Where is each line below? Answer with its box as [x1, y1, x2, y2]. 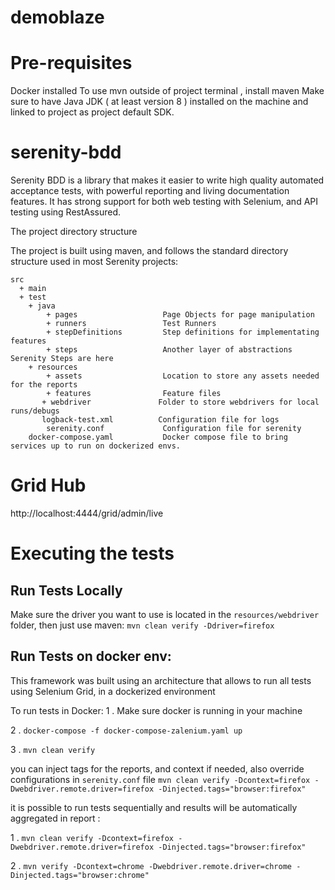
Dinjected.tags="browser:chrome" [10, 870, 150, 880]
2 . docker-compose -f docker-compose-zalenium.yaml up [10, 724, 243, 736]
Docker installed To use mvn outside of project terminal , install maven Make [10, 85, 325, 97]
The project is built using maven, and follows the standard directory [10, 245, 289, 257]
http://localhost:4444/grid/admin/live [10, 507, 164, 519]
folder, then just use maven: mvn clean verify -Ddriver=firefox [10, 619, 275, 631]
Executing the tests [10, 542, 175, 565]
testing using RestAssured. [10, 206, 122, 218]
